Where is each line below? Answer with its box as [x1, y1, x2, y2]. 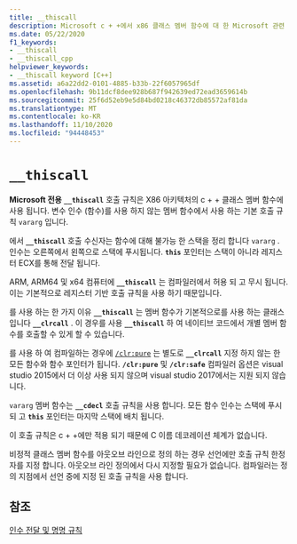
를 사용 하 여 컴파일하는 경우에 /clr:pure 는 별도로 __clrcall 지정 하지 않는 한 [9, 348, 281, 358]
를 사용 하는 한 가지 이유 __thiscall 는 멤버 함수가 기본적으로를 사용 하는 [9, 306, 262, 316]
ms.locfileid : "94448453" [9, 129, 105, 138]
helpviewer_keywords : [9, 63, 90, 72]
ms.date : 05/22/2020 [9, 29, 86, 38]
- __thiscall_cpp [9, 54, 74, 63]
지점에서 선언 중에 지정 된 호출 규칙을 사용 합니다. [18, 470, 189, 481]
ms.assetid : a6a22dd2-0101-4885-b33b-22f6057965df [9, 79, 200, 88]
